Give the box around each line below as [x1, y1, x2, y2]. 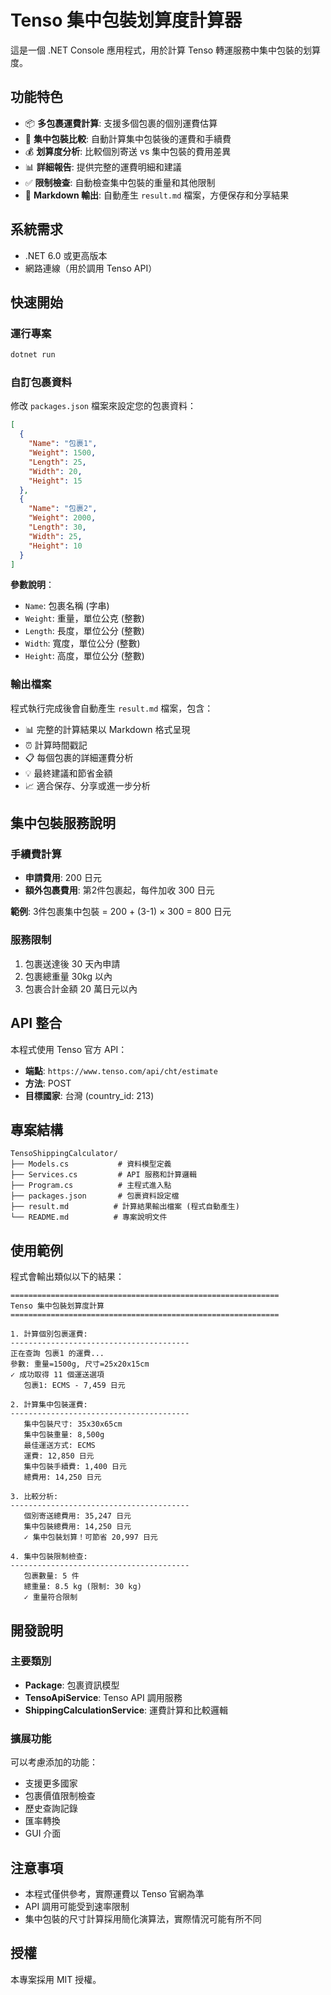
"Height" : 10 [28, 541, 83, 551]
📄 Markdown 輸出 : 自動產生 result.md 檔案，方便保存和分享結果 [24, 189, 290, 201]
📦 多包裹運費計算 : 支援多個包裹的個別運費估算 [24, 117, 218, 129]
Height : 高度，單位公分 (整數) [24, 650, 145, 662]
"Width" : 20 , [28, 466, 83, 476]
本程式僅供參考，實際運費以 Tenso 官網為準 [24, 1887, 205, 1900]
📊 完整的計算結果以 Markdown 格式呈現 [24, 723, 191, 735]
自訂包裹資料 [10, 376, 73, 390]
